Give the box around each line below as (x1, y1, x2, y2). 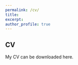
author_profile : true (5, 21, 51, 27)
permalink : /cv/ (5, 7, 39, 13)
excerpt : (5, 17, 24, 22)
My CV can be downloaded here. (5, 54, 74, 60)
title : (5, 12, 19, 17)
